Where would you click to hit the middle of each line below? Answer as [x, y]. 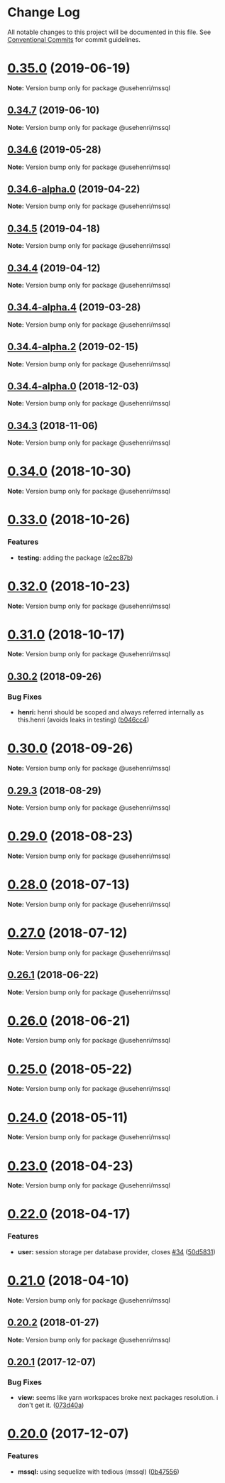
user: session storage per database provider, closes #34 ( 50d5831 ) [116, 1251]
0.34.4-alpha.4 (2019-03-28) [74, 307]
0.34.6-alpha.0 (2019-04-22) [74, 189]
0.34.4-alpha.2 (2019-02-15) [73, 347]
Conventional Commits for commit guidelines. [74, 39]
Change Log [44, 12]
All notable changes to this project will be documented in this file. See [109, 32]
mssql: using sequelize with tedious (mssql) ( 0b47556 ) [98, 1472]
